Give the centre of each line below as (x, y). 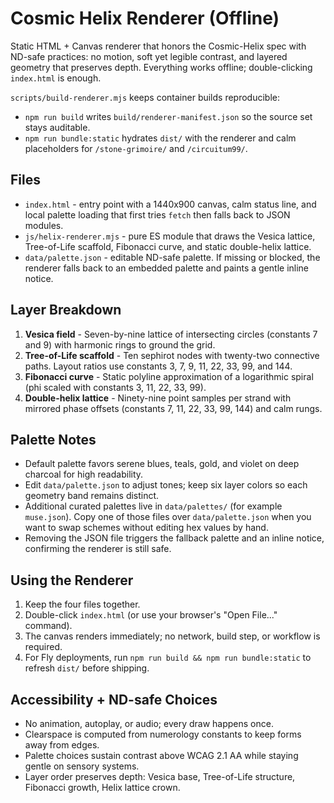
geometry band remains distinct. (92, 496)
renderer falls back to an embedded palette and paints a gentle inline (167, 268)
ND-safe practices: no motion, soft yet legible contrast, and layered (149, 56)
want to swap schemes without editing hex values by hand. (146, 528)
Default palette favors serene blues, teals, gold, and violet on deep (162, 464)
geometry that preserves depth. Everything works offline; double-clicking (161, 67)
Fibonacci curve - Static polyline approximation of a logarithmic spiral (169, 376)
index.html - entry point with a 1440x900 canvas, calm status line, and (170, 204)
